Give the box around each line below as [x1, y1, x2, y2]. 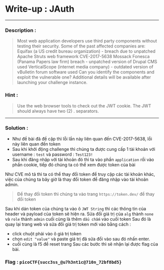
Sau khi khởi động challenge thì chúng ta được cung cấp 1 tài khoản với [12, 146, 155, 152]
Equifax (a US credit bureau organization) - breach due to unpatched [17, 48, 156, 54]
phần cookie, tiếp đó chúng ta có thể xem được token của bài [12, 162, 136, 167]
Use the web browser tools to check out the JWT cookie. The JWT [17, 103, 151, 108]
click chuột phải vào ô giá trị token [12, 230, 82, 236]
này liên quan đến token [12, 141, 61, 147]
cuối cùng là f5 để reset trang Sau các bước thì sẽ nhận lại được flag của [12, 241, 159, 247]
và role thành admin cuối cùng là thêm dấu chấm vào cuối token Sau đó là [5, 216, 151, 222]
